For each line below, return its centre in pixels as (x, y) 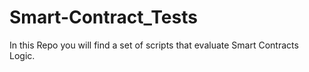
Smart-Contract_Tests (103, 17)
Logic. (22, 55)
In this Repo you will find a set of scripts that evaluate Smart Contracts (154, 45)
